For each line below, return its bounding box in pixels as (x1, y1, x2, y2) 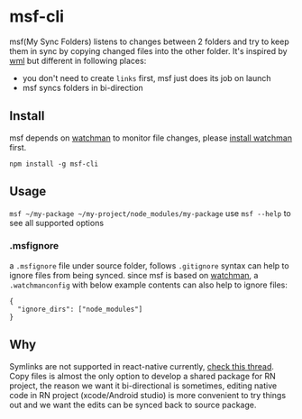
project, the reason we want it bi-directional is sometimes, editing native (9, 380, 278, 391)
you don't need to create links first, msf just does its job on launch (22, 72, 272, 83)
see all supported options (9, 217, 105, 228)
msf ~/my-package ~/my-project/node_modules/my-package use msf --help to (9, 207, 291, 218)
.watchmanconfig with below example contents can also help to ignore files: (9, 279, 288, 290)
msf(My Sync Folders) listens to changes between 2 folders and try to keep (9, 36, 290, 47)
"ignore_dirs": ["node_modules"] (17, 305, 143, 314)
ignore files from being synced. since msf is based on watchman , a (9, 269, 259, 280)
